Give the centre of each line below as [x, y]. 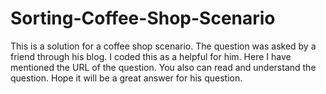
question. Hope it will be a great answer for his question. [126, 78]
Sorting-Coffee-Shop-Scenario [143, 18]
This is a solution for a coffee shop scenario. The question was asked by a [163, 46]
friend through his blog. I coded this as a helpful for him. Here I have [151, 56]
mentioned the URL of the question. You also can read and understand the [163, 67]
